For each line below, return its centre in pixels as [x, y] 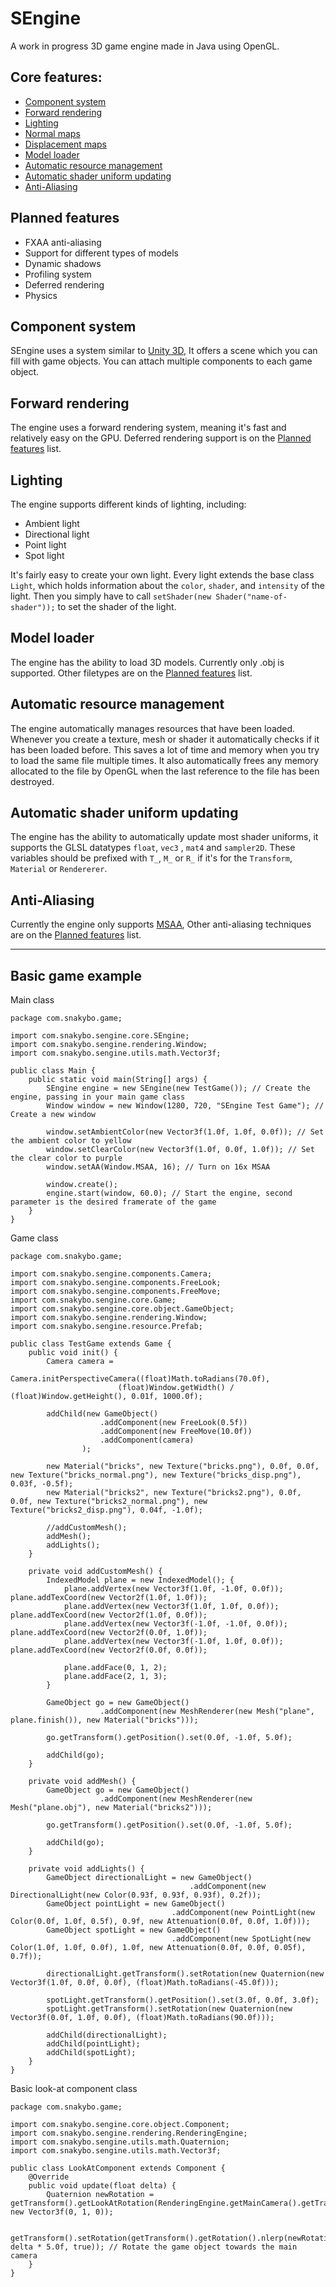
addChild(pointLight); [93, 2044]
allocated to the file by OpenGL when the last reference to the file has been [165, 771]
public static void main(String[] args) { [118, 1080]
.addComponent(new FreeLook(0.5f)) [173, 1423]
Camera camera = [80, 1362]
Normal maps [52, 133]
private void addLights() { [86, 1869]
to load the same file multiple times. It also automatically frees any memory [164, 760]
